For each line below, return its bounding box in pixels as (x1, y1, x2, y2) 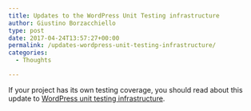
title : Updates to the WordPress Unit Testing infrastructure (8, 11, 220, 20)
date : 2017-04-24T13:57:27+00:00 (8, 34, 120, 42)
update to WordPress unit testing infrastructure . (8, 93, 165, 103)
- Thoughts (15, 57, 52, 65)
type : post (8, 26, 45, 34)
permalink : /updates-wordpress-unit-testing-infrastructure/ (8, 42, 217, 50)
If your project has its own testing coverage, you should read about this (8, 85, 243, 94)
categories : (8, 49, 48, 57)
